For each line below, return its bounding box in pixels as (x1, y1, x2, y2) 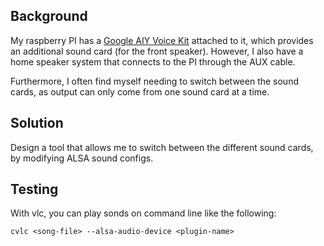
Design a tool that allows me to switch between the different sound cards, (10, 141, 314, 153)
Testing (10, 181, 59, 198)
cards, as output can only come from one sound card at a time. (10, 85, 270, 98)
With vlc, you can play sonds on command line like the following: (10, 207, 277, 219)
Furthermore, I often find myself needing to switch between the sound (10, 75, 299, 87)
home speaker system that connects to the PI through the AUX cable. (10, 55, 296, 68)
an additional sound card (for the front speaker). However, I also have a (10, 45, 304, 57)
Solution (10, 115, 64, 132)
